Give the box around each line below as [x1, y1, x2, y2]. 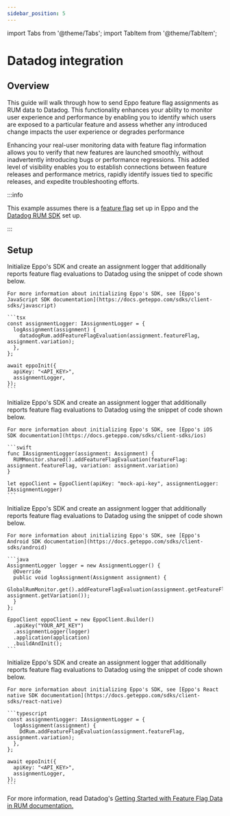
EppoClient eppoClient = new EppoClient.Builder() [7, 616, 155, 623]
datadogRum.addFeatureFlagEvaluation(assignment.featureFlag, [19, 332, 201, 340]
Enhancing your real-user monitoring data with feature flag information [7, 141, 207, 149]
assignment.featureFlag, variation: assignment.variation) [7, 463, 179, 469]
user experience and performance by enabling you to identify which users [7, 113, 216, 121]
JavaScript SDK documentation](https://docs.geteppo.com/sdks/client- [7, 296, 213, 303]
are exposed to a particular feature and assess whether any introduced [7, 120, 207, 128]
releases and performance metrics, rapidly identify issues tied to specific [7, 170, 214, 178]
